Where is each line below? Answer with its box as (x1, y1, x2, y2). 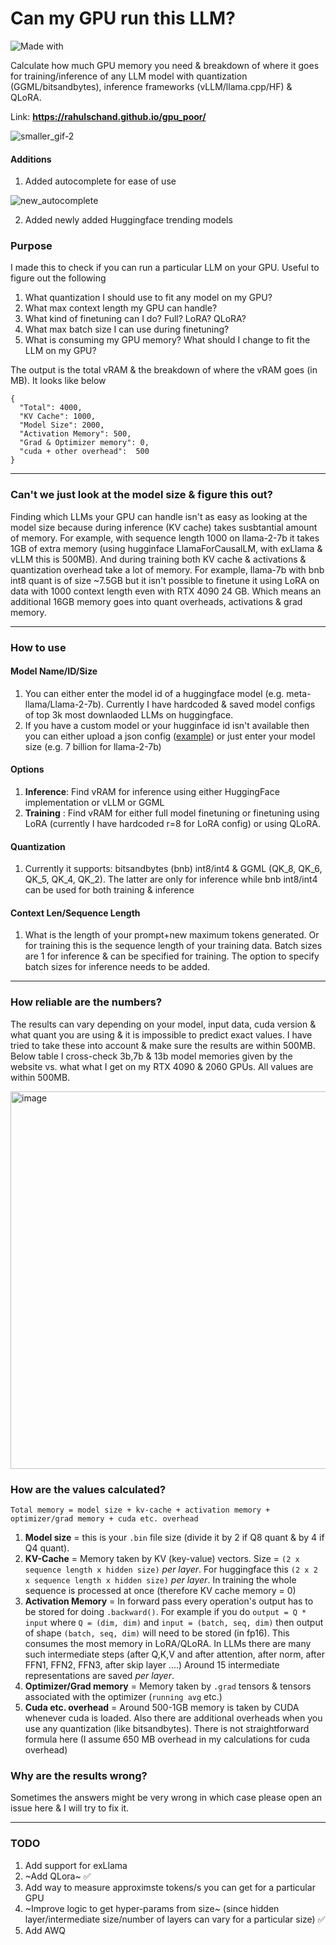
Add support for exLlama (24, 1859, 128, 1871)
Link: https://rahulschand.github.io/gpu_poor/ (10, 110, 207, 122)
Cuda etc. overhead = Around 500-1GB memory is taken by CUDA (24, 1702, 300, 1714)
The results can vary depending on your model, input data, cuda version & (10, 1018, 317, 1030)
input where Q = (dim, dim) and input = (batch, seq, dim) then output (24, 1617, 324, 1629)
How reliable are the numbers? (10, 995, 163, 1009)
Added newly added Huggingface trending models (24, 214, 233, 226)
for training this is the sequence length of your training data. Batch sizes (24, 940, 323, 952)
